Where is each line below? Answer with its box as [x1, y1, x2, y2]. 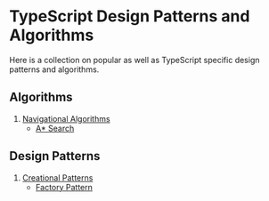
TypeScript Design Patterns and [9, 6, 250, 27]
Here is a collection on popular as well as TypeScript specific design [9, 54, 260, 65]
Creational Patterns [21, 172, 94, 183]
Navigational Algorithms [21, 113, 110, 124]
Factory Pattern [35, 181, 94, 192]
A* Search [35, 123, 75, 133]
